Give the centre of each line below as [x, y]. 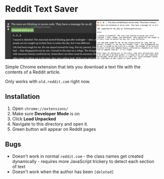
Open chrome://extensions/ [40, 108]
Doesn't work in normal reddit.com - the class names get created [78, 156]
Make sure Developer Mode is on [46, 113]
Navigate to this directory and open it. [50, 124]
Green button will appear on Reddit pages [54, 129]
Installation [22, 97]
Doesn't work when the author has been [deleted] [63, 172]
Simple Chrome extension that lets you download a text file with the [73, 67]
